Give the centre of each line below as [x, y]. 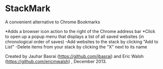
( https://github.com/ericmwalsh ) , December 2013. [56, 61]
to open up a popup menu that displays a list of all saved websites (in [74, 36]
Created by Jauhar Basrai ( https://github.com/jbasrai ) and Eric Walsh [74, 56]
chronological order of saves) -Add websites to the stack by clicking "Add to [82, 41]
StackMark [28, 9]
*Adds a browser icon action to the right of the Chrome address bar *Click [80, 31]
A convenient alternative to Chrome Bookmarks [53, 22]
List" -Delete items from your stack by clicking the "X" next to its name [76, 47]
